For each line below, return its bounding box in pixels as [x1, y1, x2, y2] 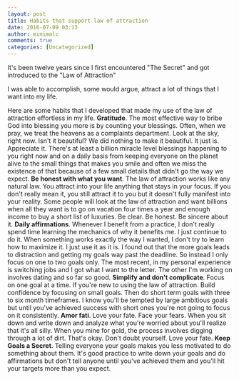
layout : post [7, 10, 46, 18]
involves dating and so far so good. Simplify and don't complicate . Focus [7, 273, 225, 281]
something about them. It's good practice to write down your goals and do [7, 349, 226, 357]
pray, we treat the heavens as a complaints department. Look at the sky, [7, 129, 220, 137]
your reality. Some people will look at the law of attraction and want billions [7, 197, 228, 206]
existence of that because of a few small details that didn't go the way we [7, 167, 224, 175]
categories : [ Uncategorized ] [7, 44, 94, 51]
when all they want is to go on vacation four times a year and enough [7, 205, 210, 213]
